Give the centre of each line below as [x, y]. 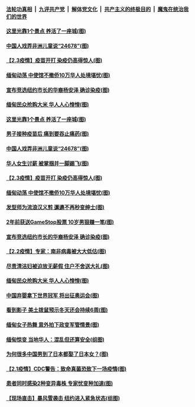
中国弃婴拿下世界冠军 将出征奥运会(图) [53, 295]
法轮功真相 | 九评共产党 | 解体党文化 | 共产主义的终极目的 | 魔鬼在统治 [95, 9]
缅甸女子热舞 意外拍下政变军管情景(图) [53, 325]
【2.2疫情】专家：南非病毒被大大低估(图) [56, 252]
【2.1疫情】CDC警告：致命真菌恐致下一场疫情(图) [66, 368]
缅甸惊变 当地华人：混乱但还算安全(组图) [55, 339]
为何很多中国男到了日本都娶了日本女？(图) [57, 354]
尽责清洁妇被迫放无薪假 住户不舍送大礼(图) [58, 266]
